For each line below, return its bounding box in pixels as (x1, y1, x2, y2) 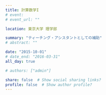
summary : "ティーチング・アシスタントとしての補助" (5, 35, 102, 41)
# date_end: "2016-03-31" (5, 54, 60, 59)
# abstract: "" (5, 40, 38, 45)
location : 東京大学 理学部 (5, 26, 58, 31)
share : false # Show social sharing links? (5, 77, 101, 82)
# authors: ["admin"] (5, 68, 51, 73)
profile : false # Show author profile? (5, 82, 93, 87)
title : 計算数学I (5, 7, 39, 13)
